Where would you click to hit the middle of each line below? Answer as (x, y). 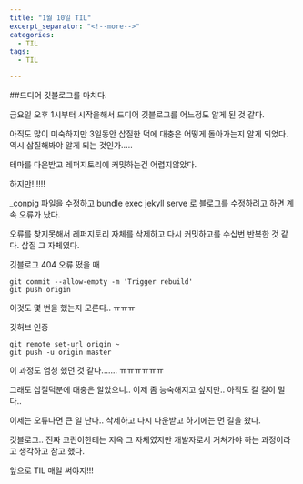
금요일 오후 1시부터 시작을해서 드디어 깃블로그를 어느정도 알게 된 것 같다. (137, 114)
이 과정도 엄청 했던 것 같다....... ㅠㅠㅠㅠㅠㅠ (86, 370)
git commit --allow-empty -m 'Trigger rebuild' (101, 282)
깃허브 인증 (29, 327)
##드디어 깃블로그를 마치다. (58, 95)
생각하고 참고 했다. (51, 451)
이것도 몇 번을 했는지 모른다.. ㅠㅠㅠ (72, 308)
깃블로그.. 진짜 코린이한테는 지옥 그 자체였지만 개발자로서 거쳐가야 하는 (134, 439)
